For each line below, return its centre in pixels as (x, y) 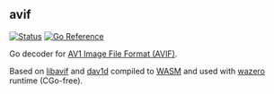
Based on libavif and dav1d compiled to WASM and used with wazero (137, 71)
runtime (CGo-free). (46, 81)
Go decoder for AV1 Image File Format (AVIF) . (93, 54)
